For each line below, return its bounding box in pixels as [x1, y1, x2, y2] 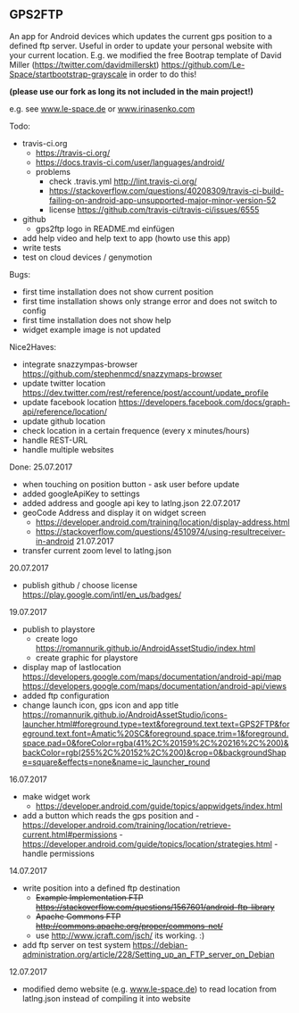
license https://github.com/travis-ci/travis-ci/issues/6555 [48, 204, 260, 215]
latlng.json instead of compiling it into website [21, 992, 191, 1003]
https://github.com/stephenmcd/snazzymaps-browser [21, 368, 223, 378]
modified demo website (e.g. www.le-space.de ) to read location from [21, 984, 277, 994]
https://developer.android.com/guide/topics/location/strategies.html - [21, 838, 278, 849]
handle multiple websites [21, 444, 114, 454]
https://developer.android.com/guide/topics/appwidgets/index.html [35, 801, 283, 811]
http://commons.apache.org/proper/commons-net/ [35, 920, 223, 931]
